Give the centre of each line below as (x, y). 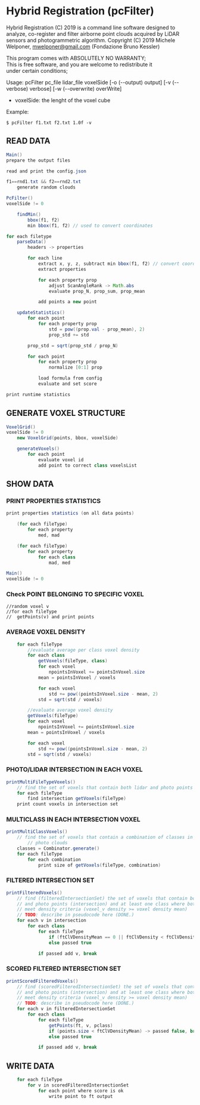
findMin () (29, 214)
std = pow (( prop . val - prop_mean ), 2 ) (97, 329)
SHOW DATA (30, 484)
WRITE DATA (30, 1066)
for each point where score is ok (81, 1091)
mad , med (59, 563)
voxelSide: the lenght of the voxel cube (62, 100)
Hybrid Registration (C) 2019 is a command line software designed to (91, 27)
